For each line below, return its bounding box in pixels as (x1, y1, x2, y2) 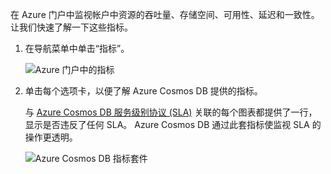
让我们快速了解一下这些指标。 (10, 21, 133, 33)
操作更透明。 (24, 131, 78, 143)
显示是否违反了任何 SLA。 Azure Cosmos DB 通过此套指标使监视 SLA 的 (24, 119, 322, 130)
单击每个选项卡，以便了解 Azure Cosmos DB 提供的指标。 (24, 85, 263, 97)
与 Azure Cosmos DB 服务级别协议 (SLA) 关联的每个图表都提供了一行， (24, 106, 318, 118)
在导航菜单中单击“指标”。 (24, 43, 130, 54)
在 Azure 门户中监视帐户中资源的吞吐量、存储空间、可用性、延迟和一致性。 (10, 9, 320, 20)
